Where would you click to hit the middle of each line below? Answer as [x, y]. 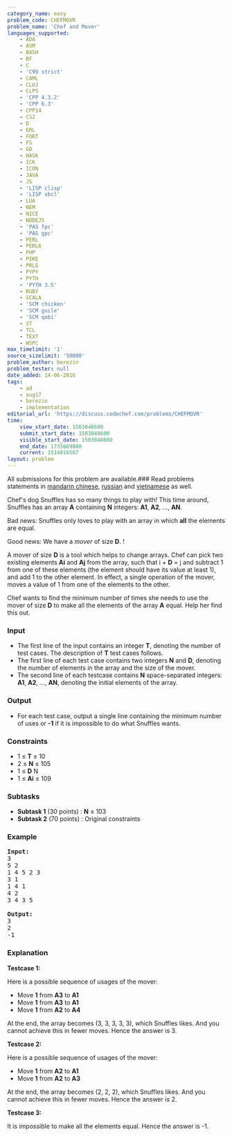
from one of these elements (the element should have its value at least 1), [111, 570]
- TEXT [29, 337]
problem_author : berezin [43, 363]
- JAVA [29, 175]
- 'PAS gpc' [37, 233]
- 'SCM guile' [40, 311]
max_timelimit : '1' [35, 349]
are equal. [21, 528]
